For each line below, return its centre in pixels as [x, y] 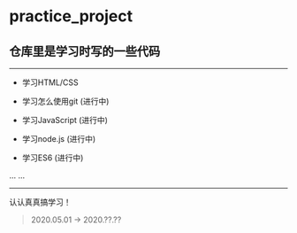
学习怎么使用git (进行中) [65, 101]
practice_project [71, 16]
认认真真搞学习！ [40, 202]
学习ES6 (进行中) [53, 158]
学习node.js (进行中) [59, 139]
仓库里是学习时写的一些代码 [85, 51]
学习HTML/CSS [50, 82]
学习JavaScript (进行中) [65, 120]
